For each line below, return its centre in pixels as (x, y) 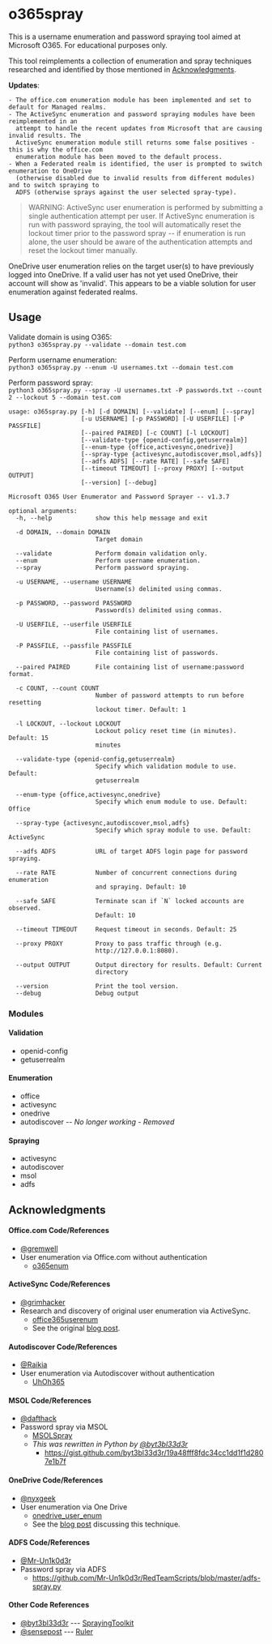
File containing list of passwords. (157, 653)
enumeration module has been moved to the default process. (119, 156)
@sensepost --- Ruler (56, 1632)
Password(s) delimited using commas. (159, 610)
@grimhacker (42, 1303)
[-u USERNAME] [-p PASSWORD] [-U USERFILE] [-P (162, 418)
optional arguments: (43, 511)
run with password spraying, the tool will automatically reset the (134, 225)
